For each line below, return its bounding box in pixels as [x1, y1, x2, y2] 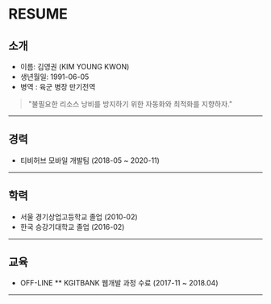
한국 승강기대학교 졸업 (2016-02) [19, 222, 125, 231]
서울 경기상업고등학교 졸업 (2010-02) [19, 211, 139, 222]
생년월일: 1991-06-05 [19, 72, 90, 81]
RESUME [8, 5, 69, 23]
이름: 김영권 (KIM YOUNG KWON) [19, 62, 130, 71]
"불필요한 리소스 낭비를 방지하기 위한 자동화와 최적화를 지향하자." [27, 99, 232, 109]
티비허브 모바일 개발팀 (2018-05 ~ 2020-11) [19, 155, 160, 165]
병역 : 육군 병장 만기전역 [19, 82, 96, 91]
